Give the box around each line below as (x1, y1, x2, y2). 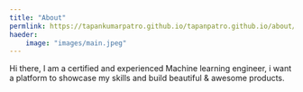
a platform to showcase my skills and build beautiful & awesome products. (9, 73, 286, 84)
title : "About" (9, 13, 67, 23)
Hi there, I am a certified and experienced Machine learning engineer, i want (9, 63, 292, 74)
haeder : (9, 30, 39, 39)
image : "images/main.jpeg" (25, 38, 127, 48)
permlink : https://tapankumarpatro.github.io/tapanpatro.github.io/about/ (9, 22, 297, 31)
